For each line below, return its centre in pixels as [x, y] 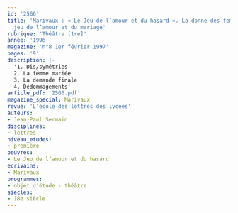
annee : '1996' [28, 40]
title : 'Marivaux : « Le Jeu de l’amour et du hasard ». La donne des [114, 21]
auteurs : [20, 113]
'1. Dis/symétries [41, 67]
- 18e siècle [27, 199]
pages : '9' [23, 54]
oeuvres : [20, 153]
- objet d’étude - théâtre [47, 185]
